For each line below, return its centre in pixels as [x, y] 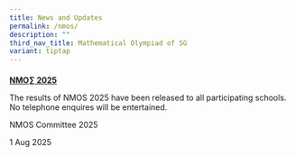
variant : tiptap [40, 51]
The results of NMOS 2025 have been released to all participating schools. [148, 97]
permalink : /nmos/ [44, 26]
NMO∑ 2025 [33, 80]
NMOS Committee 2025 [54, 124]
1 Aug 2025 [31, 142]
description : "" [40, 34]
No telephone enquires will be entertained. [88, 107]
